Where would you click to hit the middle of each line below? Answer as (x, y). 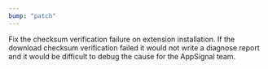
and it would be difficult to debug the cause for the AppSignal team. (122, 56)
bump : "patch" (33, 16)
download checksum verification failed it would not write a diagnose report (134, 47)
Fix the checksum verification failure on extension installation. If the (122, 39)
